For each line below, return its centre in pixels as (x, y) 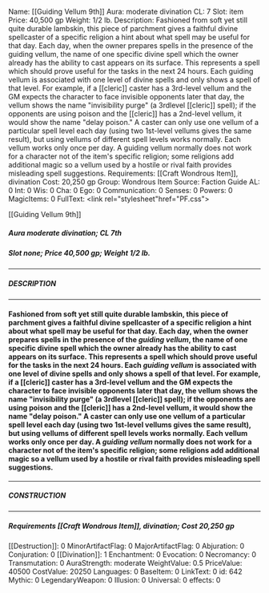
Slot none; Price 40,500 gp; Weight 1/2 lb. (79, 252)
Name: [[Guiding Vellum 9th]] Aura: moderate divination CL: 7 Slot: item (126, 12)
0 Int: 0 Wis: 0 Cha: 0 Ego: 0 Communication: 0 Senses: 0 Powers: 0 (121, 190)
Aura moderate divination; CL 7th (65, 232)
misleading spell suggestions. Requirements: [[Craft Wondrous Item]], (123, 173)
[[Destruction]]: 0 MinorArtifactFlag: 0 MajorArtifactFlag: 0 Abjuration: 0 (126, 546)
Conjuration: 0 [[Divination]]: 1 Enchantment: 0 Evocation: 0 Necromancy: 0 (132, 555)
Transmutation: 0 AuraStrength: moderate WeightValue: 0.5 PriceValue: (125, 563)
